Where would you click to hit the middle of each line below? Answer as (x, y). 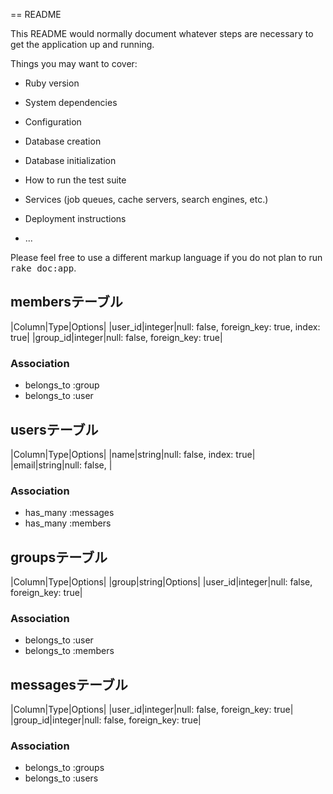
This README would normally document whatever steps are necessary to (162, 33)
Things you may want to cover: (74, 63)
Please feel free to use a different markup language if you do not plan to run (166, 257)
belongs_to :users (61, 778)
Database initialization (70, 160)
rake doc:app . (43, 268)
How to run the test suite (75, 180)
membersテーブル (66, 302)
